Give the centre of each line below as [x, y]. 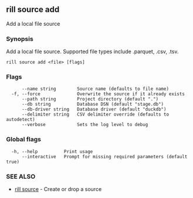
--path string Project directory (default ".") [90, 99]
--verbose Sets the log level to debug [85, 125]
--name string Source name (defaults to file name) [95, 89]
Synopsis [20, 39]
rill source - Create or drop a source [58, 189]
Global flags [23, 140]
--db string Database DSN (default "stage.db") [93, 105]
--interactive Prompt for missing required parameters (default [104, 157]
